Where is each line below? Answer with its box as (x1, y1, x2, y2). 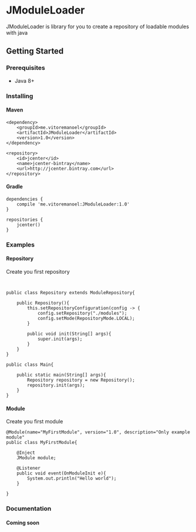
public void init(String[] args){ (27, 331, 111, 337)
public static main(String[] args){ (16, 372, 107, 378)
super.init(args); (37, 336, 83, 342)
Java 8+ (14, 77, 35, 84)
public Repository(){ (16, 300, 69, 306)
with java (6, 29, 28, 36)
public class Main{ (6, 362, 54, 368)
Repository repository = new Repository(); (27, 377, 135, 383)
